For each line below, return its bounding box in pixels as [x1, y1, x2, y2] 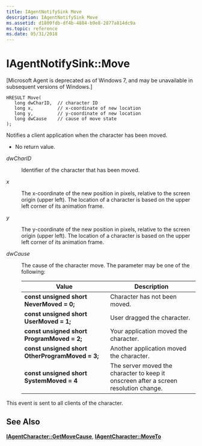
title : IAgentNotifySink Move [6, 8, 82, 15]
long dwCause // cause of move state [14, 116, 117, 122]
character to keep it [110, 369, 165, 378]
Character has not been [110, 292, 177, 301]
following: [21, 268, 46, 276]
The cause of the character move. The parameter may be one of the [21, 262, 190, 269]
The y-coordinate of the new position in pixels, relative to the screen [21, 226, 191, 233]
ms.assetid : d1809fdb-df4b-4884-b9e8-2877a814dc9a [6, 20, 136, 26]
